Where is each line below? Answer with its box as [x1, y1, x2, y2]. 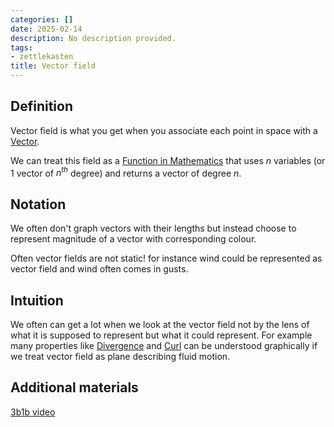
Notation [10, 196, 67, 213]
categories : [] [10, 14, 74, 25]
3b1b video [10, 406, 56, 418]
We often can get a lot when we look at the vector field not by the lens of [10, 319, 310, 331]
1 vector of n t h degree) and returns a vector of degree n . [10, 165, 242, 179]
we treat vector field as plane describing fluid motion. [10, 351, 231, 363]
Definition [10, 98, 73, 115]
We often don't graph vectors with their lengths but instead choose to [10, 222, 297, 235]
